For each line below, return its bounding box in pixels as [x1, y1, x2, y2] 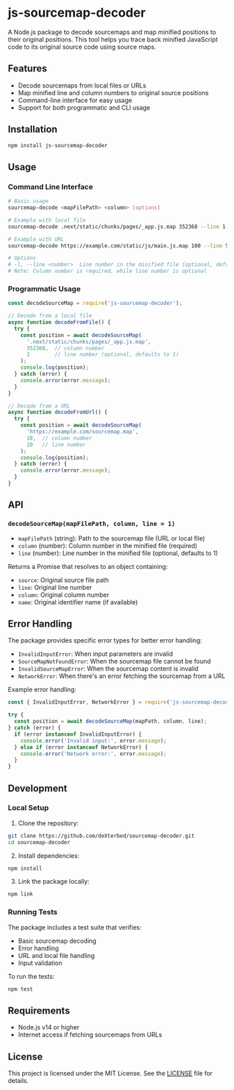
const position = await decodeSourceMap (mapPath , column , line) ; [14, 718, 208, 725]
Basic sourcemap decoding [17, 936, 97, 945]
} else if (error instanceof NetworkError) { [14, 743, 149, 751]
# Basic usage [8, 198, 49, 205]
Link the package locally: [17, 877, 90, 886]
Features [8, 63, 47, 74]
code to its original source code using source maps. [8, 42, 157, 51]
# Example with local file [8, 217, 86, 224]
